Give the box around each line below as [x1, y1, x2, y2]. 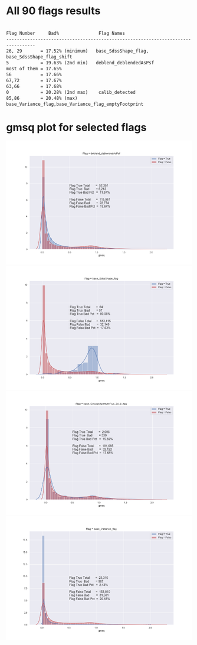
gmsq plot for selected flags [6, 121, 147, 134]
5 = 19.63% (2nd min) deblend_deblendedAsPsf [6, 60, 155, 66]
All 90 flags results [6, 4, 101, 18]
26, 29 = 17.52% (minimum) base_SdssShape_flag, [6, 48, 149, 54]
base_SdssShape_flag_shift [6, 54, 73, 60]
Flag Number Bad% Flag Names [6, 30, 126, 36]
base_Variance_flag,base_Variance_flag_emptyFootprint [6, 101, 144, 107]
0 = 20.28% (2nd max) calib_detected [6, 89, 136, 95]
